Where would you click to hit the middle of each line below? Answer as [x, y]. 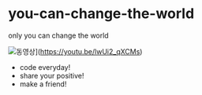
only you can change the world [58, 35]
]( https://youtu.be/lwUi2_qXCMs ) [89, 51]
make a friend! [43, 84]
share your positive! [52, 75]
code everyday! [45, 67]
